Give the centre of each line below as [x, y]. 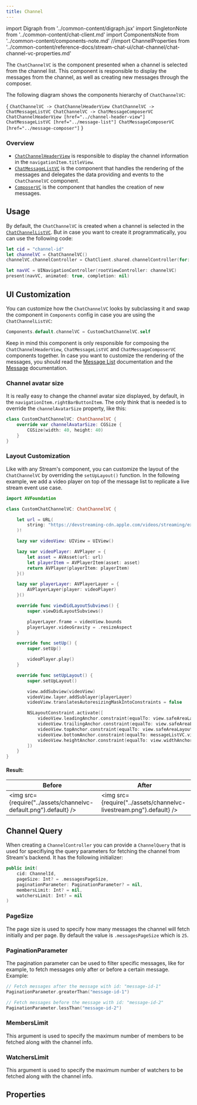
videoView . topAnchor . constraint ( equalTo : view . [97, 729]
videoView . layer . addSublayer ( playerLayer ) [80, 697]
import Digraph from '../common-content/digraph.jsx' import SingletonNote [97, 28]
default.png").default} [39, 810]
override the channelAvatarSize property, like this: [66, 408]
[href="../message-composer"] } [45, 127]
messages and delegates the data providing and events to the [89, 174]
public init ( [22, 868]
